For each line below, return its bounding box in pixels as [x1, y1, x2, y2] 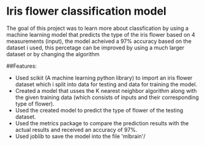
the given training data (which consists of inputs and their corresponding [15, 93, 199, 101]
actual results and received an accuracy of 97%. [15, 126, 138, 133]
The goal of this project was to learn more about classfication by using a [6, 24, 188, 32]
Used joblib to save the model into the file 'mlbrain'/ [15, 133, 146, 140]
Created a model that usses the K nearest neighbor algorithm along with [15, 87, 197, 94]
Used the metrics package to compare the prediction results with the [15, 119, 189, 126]
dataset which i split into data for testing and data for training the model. [15, 81, 198, 88]
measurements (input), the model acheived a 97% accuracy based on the [6, 37, 192, 45]
